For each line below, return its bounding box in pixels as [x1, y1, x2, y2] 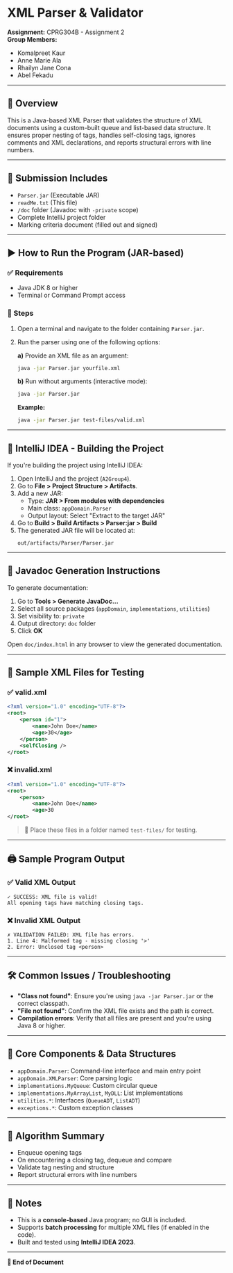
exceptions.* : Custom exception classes [17, 1103, 134, 1112]
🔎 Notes [7, 1197, 42, 1209]
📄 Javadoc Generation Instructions [7, 565, 161, 577]
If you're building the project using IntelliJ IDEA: [7, 461, 144, 469]
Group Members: [7, 35, 58, 43]
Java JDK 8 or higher [17, 284, 78, 292]
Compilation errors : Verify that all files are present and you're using [17, 1014, 212, 1022]
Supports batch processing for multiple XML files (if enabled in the [17, 1223, 209, 1232]
